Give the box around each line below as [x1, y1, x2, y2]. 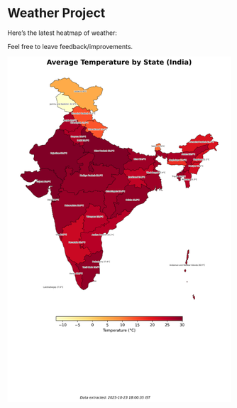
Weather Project [7, 5, 106, 21]
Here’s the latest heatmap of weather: [7, 28, 117, 37]
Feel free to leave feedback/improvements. [7, 42, 133, 50]
